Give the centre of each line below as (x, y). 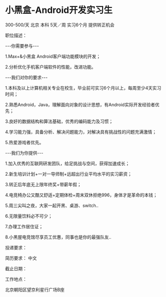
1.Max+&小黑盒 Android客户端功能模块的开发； (53, 56)
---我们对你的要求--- (27, 77)
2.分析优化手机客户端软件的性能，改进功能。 (51, 67)
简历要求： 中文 (21, 258)
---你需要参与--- (22, 46)
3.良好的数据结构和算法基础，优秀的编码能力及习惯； (59, 121)
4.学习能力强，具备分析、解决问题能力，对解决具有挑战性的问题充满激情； (81, 132)
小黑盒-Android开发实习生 (59, 10)
